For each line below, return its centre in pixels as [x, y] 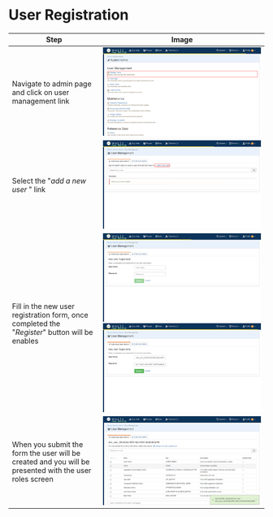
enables [25, 341]
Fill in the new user [43, 306]
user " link [29, 189]
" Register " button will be [52, 332]
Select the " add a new [49, 181]
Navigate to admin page [52, 84]
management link [41, 101]
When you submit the [48, 444]
